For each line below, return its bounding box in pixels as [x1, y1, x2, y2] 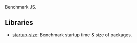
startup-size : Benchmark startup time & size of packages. [12, 32, 132, 38]
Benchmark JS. [5, 4, 37, 10]
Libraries [5, 18, 33, 27]
